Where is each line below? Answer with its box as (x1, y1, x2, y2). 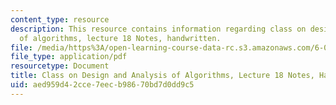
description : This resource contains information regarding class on (10, 24, 307, 34)
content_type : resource (10, 14, 110, 25)
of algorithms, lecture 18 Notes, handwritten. (19, 33, 222, 43)
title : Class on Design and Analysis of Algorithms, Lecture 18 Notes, (10, 71, 315, 81)
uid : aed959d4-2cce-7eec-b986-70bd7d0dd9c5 (10, 80, 195, 90)
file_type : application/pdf (10, 52, 128, 62)
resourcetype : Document (10, 61, 110, 71)
